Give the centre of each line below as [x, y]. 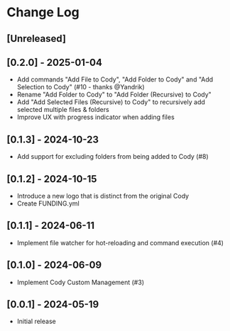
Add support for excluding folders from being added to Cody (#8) [113, 157]
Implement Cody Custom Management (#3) [81, 282]
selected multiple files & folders [63, 110]
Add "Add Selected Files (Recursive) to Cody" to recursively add [111, 102]
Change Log [43, 12]
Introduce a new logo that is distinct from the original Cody [103, 196]
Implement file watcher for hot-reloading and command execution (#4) [120, 242]
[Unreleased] [37, 39]
